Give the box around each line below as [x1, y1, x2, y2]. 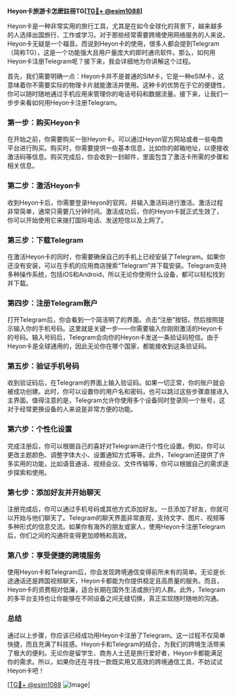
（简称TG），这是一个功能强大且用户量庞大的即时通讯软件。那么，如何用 [7, 49, 216, 56]
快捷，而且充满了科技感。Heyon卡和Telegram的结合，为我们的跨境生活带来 [7, 640, 226, 648]
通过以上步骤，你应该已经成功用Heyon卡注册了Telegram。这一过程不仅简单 [7, 630, 226, 640]
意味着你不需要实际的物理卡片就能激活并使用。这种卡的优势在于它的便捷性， [7, 81, 229, 89]
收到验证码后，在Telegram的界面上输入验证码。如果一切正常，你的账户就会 [7, 378, 225, 387]
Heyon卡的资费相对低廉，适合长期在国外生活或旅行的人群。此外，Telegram [7, 585, 226, 594]
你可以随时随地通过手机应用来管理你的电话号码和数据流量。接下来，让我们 [7, 89, 223, 98]
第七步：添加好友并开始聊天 [7, 487, 101, 497]
